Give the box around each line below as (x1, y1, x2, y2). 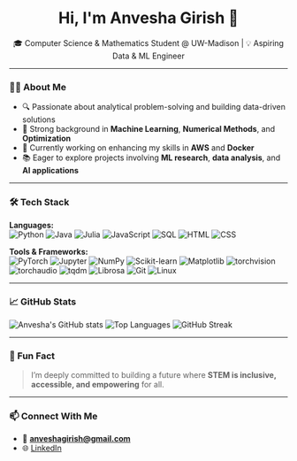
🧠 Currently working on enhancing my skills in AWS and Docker (21, 142, 255, 153)
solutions (21, 114, 56, 125)
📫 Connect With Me (9, 411, 98, 423)
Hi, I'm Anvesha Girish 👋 (58, 8, 239, 28)
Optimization (21, 133, 72, 144)
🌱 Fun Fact (9, 350, 56, 362)
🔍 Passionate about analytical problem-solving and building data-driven (21, 102, 286, 112)
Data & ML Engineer (111, 50, 186, 61)
